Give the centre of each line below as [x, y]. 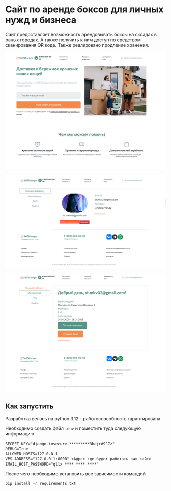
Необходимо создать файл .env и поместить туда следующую [73, 428]
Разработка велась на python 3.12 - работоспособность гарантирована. [83, 419]
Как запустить [30, 406]
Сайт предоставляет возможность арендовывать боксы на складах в [81, 34]
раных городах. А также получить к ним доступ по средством [73, 40]
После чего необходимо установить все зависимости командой [76, 474]
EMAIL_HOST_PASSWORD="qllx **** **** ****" [52, 465]
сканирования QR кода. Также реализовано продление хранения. [77, 45]
